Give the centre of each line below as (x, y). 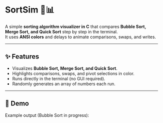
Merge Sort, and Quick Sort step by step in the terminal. (61, 31)
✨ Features (22, 57)
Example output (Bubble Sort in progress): (47, 115)
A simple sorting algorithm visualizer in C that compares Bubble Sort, (76, 26)
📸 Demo (17, 103)
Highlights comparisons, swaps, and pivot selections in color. (73, 73)
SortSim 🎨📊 (30, 10)
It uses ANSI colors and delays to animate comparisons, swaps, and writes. (81, 37)
